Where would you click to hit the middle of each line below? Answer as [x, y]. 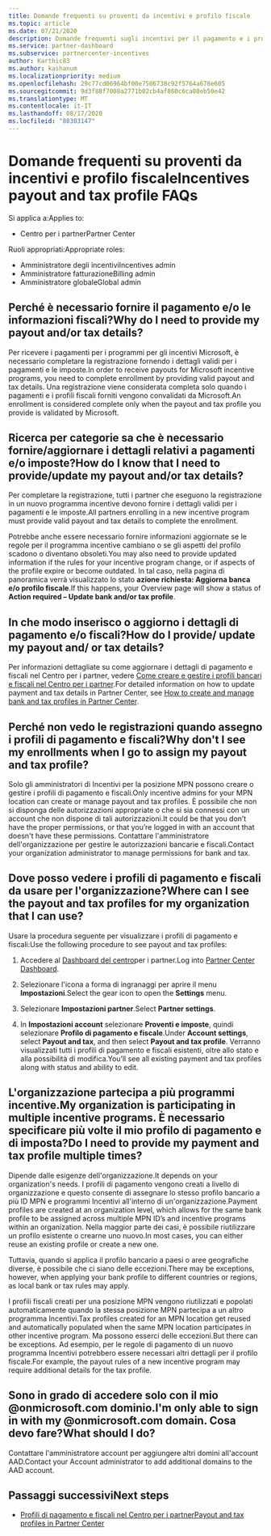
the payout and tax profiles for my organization [129, 904]
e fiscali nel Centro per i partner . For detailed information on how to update [132, 684]
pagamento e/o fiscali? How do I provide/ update [132, 635]
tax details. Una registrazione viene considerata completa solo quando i [127, 387]
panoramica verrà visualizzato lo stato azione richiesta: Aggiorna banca [129, 580]
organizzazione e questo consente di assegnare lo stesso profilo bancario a [134, 1192]
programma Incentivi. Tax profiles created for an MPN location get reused [130, 1318]
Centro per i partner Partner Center [77, 233]
